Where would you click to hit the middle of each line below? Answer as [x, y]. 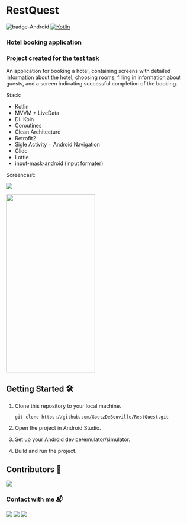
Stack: [14, 95]
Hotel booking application [44, 42]
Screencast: [21, 175]
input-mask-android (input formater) [59, 163]
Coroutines [28, 126]
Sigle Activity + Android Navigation [57, 145]
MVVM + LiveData [37, 113]
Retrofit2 [25, 138]
